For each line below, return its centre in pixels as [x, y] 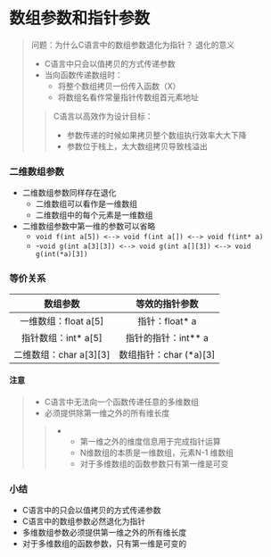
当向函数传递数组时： [83, 75]
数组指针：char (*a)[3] [167, 354]
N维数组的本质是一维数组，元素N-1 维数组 [157, 453]
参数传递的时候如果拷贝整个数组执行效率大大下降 [156, 135]
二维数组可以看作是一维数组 [86, 204]
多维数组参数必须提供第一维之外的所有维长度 [104, 533]
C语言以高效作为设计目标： [103, 116]
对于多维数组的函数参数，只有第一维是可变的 [104, 544]
